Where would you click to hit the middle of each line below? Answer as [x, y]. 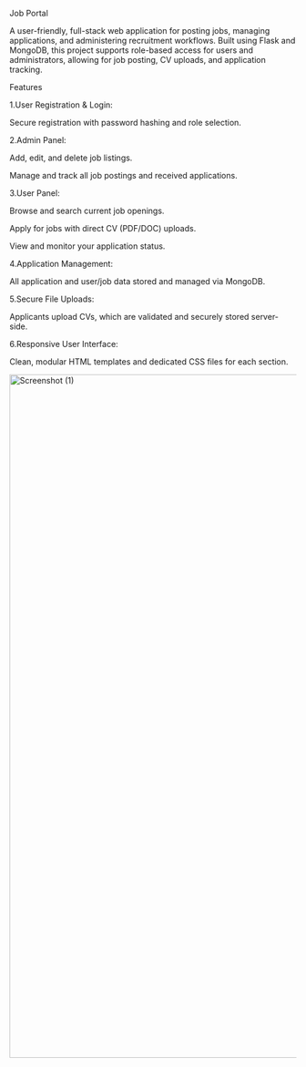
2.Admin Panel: [38, 140]
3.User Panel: [35, 193]
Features [26, 87]
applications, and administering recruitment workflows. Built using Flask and [153, 41]
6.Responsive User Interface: [64, 344]
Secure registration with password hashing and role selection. [125, 123]
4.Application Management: [61, 264]
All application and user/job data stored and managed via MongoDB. [138, 281]
